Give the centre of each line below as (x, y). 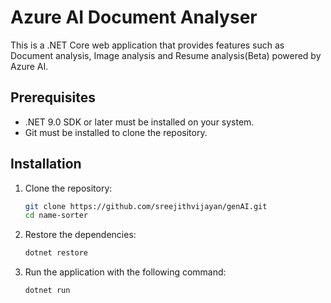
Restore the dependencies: (80, 235)
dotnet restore (56, 253)
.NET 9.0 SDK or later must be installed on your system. (139, 122)
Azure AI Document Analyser (134, 17)
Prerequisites (53, 97)
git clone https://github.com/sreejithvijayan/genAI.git (146, 206)
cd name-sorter (56, 216)
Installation (46, 164)
